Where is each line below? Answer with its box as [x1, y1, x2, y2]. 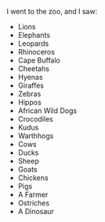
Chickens [17, 173, 49, 182]
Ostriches [17, 198, 50, 208]
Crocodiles [17, 115, 53, 123]
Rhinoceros [17, 47, 56, 56]
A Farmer [17, 190, 49, 199]
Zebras [17, 89, 42, 98]
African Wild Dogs [17, 106, 78, 115]
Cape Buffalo [17, 55, 61, 65]
